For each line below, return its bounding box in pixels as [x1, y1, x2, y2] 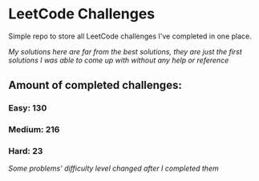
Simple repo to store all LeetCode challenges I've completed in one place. [8, 31, 252, 41]
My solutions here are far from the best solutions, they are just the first [8, 46, 242, 56]
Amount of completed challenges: [8, 78, 182, 92]
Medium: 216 [8, 124, 60, 135]
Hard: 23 [8, 146, 43, 157]
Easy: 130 [8, 103, 47, 114]
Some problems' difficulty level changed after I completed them [8, 163, 219, 173]
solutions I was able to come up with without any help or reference [8, 55, 229, 65]
